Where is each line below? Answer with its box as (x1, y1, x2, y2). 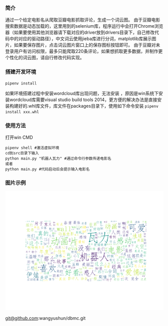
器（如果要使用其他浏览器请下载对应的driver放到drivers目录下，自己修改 (5, 29, 155, 36)
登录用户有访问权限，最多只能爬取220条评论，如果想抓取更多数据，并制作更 (5, 48, 163, 54)
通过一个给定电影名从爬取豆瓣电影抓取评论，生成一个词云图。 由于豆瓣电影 (5, 17, 160, 23)
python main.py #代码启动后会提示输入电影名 (5, 167, 90, 172)
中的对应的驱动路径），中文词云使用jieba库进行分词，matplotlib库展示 (9, 36, 152, 42)
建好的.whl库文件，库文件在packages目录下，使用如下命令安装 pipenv (14, 103, 159, 109)
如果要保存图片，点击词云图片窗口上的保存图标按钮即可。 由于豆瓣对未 (14, 42, 160, 48)
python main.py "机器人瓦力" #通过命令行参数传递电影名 (5, 156, 112, 161)
